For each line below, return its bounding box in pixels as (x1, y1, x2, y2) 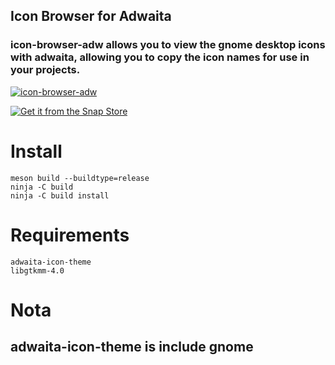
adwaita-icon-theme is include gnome (10, 339, 254, 356)
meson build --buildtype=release (10, 173, 150, 183)
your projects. (10, 63, 81, 77)
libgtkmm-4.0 (10, 265, 65, 276)
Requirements (10, 224, 130, 246)
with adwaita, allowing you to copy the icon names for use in (10, 50, 310, 64)
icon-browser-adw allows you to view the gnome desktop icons (10, 38, 326, 52)
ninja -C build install (10, 190, 110, 201)
